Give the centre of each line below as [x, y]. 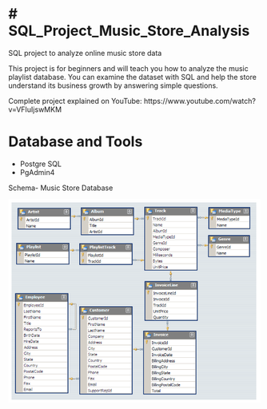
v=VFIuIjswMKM [35, 109]
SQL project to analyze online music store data [85, 53]
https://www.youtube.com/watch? [199, 101]
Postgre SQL [41, 164]
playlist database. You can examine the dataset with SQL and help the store [133, 77]
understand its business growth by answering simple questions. [113, 85]
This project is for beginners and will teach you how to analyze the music [129, 68]
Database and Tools [76, 142]
